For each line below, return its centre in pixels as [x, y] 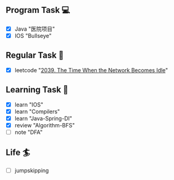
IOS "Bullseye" [33, 36]
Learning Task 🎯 [37, 90]
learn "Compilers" [37, 111]
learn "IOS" [29, 104]
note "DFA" [28, 132]
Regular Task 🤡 [35, 55]
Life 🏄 [18, 153]
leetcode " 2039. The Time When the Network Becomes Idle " [91, 70]
